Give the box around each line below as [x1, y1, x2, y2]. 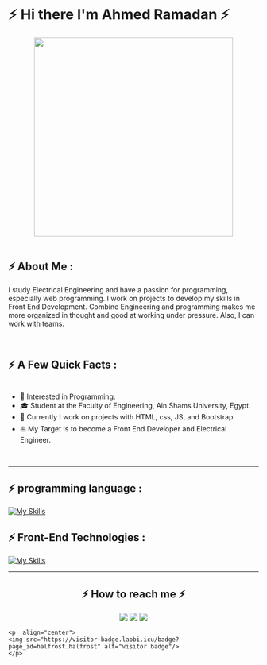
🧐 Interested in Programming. [19, 392, 116, 401]
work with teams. [8, 319, 65, 328]
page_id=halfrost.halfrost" [8, 643, 102, 651]
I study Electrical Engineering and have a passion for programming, [8, 284, 229, 294]
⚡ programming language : [8, 481, 143, 495]
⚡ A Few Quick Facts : [8, 358, 118, 372]
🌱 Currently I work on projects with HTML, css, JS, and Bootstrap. [19, 412, 236, 421]
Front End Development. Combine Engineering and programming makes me [8, 302, 256, 311]
